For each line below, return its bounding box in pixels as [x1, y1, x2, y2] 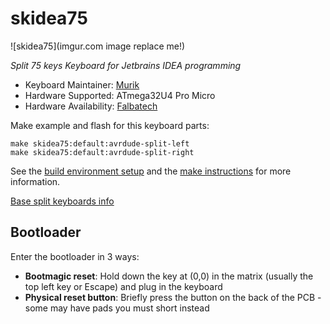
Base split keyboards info [10, 195, 115, 207]
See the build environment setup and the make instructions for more [10, 165, 292, 177]
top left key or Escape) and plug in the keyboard [24, 280, 223, 292]
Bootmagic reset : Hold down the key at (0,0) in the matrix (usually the [24, 270, 314, 282]
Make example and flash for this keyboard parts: [10, 119, 210, 131]
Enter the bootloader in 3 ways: [10, 250, 140, 262]
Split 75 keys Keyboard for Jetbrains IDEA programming [10, 59, 242, 71]
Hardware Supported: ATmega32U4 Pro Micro [24, 89, 216, 101]
